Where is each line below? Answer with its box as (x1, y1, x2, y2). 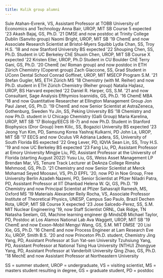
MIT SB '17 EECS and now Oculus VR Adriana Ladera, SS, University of (5, 134, 147, 140)
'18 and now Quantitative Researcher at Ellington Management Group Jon (5, 98, 152, 104)
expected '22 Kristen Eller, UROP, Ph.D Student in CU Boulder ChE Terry (5, 56, 150, 62)
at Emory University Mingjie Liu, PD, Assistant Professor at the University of (5, 149, 157, 156)
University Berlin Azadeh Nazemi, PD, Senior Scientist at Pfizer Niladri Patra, (5, 175, 158, 181)
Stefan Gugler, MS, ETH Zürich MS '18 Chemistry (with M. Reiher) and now (5, 77, 154, 83)
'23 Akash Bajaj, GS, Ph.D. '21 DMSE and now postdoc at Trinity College (5, 31, 149, 36)
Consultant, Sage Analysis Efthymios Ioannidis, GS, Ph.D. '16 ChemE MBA (5, 93, 153, 99)
